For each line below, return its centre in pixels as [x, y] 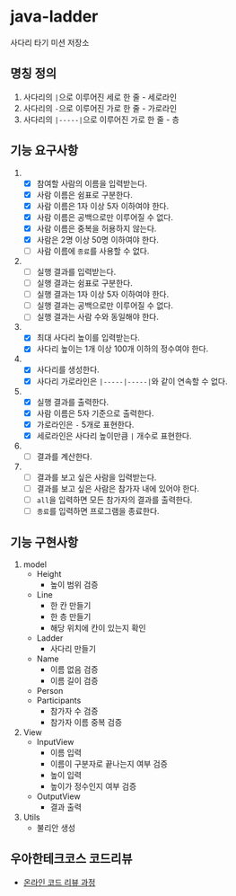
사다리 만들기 [73, 648]
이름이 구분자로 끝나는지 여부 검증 [109, 763]
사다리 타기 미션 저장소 [50, 42]
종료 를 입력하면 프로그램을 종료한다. [98, 511]
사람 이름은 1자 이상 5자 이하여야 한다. [103, 206]
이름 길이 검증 [74, 680]
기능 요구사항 [44, 151]
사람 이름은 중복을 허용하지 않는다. [96, 228]
